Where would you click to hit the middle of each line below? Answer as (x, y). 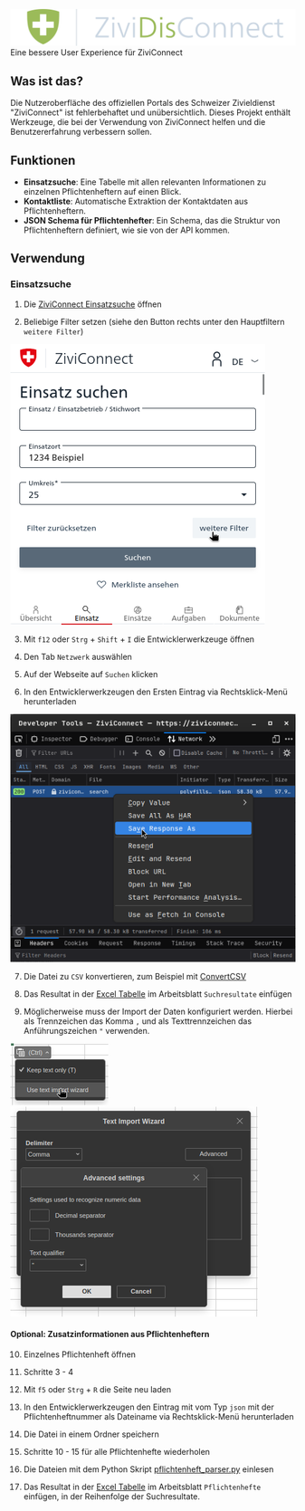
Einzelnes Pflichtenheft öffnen (80, 1354)
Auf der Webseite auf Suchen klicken (91, 674)
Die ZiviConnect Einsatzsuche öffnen (92, 304)
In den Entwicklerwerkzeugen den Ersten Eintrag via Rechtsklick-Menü (155, 692)
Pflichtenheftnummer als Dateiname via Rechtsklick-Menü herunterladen (159, 1416)
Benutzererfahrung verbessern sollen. (81, 132)
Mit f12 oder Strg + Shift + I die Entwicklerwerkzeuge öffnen (139, 639)
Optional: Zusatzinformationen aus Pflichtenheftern (110, 1334)
